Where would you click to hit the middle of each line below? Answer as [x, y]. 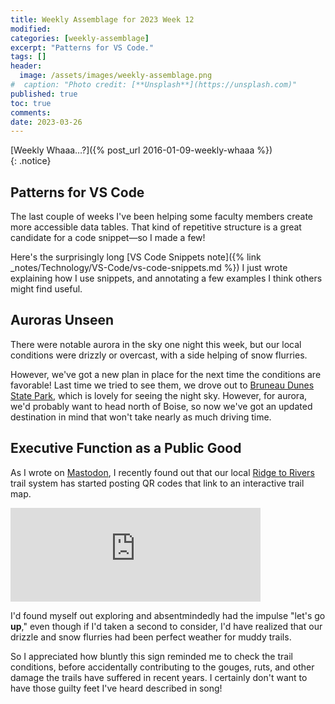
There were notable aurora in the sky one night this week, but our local [156, 344]
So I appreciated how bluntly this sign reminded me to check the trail [151, 656]
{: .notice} [31, 161]
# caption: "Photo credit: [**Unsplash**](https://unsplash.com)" [154, 85]
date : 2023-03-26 [46, 122]
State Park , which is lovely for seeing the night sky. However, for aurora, [159, 395]
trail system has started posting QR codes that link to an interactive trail [157, 483]
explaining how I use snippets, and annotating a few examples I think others [166, 278]
